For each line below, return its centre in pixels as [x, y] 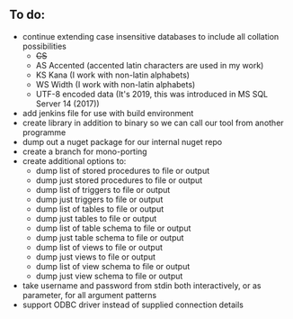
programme [44, 132]
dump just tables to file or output [96, 218]
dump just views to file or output [95, 257]
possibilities [44, 46]
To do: [27, 15]
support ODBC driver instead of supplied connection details [133, 305]
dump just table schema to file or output [110, 237]
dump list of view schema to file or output [113, 266]
